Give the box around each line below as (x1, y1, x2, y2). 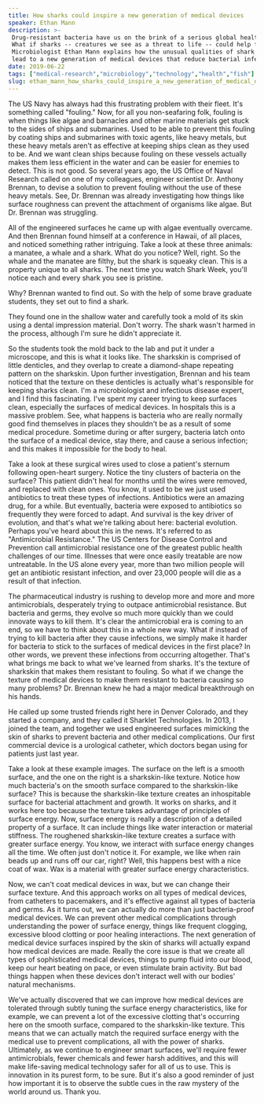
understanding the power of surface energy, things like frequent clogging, (8, 921, 247, 930)
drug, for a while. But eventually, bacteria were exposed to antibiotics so (8, 501, 242, 510)
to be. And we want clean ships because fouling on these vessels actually (8, 149, 247, 158)
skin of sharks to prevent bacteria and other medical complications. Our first (8, 732, 255, 742)
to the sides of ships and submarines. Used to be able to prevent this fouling (8, 123, 255, 134)
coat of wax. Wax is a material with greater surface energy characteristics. (8, 864, 249, 874)
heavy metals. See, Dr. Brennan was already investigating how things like (8, 190, 245, 201)
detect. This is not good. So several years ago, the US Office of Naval (8, 166, 233, 175)
